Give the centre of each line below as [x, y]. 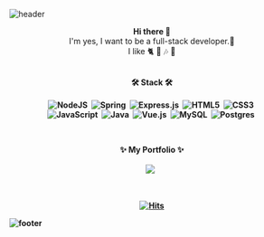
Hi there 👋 [152, 31]
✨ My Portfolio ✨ [152, 150]
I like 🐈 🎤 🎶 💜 [152, 51]
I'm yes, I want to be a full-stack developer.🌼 [152, 41]
